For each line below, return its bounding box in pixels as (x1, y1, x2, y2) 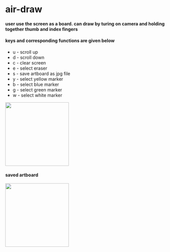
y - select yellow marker (12, 76, 63, 82)
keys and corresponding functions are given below (5, 38, 115, 44)
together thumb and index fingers (5, 26, 78, 32)
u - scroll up (12, 49, 38, 55)
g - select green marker (12, 86, 62, 92)
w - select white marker (12, 92, 62, 98)
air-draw (5, 4, 43, 15)
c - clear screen (12, 59, 46, 66)
